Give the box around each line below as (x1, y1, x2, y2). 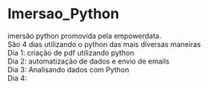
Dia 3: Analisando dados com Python (7, 64, 130, 74)
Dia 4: (7, 73, 27, 83)
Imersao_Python (7, 5, 119, 23)
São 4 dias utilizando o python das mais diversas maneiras (7, 39, 201, 48)
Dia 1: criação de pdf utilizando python (7, 48, 135, 57)
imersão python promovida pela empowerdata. (7, 31, 162, 41)
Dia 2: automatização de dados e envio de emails (7, 56, 170, 66)
